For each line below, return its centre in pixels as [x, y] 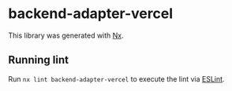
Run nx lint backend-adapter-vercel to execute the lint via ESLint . [116, 78]
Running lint [39, 60]
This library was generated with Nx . [66, 35]
